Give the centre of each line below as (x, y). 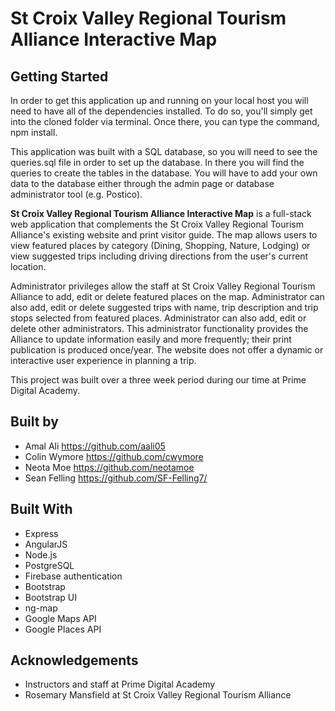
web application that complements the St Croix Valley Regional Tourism (157, 224)
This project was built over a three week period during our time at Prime (158, 380)
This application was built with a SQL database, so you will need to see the (164, 151)
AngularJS (46, 544)
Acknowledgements (74, 660)
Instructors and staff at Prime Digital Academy (120, 684)
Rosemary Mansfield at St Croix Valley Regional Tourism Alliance (158, 695)
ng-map (41, 608)
